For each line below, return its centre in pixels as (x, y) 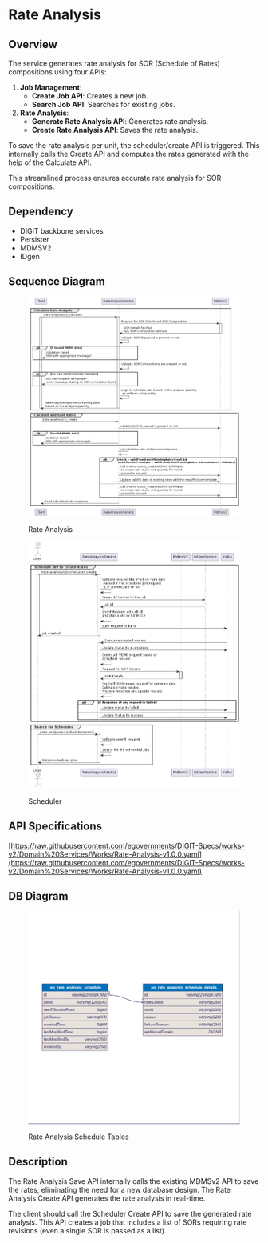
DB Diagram (38, 896)
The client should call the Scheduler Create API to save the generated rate (130, 1213)
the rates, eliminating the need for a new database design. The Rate (120, 1189)
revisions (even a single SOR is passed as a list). (87, 1230)
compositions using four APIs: (57, 72)
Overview (33, 44)
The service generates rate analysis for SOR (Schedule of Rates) (114, 63)
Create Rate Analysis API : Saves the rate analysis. (115, 130)
